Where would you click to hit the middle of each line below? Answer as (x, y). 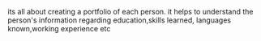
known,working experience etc (59, 29)
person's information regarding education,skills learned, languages (120, 20)
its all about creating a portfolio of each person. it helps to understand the (130, 12)
